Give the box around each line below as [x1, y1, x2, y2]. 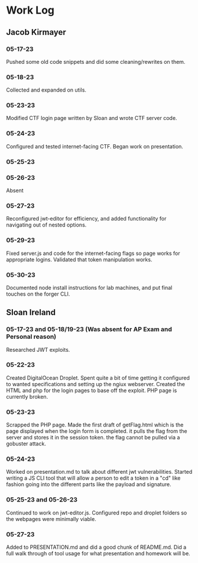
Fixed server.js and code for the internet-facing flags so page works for [6, 250, 180, 257]
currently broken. [6, 393, 48, 400]
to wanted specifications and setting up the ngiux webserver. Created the [6, 380, 185, 387]
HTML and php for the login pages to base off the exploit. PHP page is [6, 387, 177, 394]
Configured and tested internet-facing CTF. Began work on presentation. [6, 143, 183, 150]
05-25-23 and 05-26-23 [6, 496, 78, 504]
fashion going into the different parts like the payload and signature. [6, 481, 171, 488]
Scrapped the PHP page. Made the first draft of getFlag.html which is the [6, 421, 184, 429]
